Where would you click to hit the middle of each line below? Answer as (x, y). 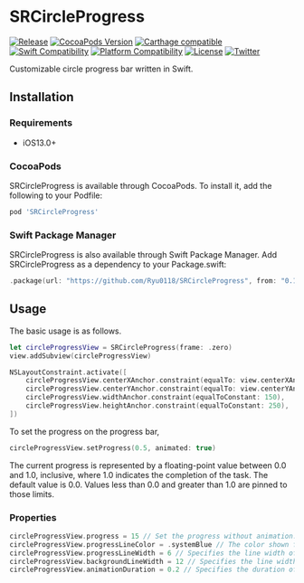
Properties (33, 517)
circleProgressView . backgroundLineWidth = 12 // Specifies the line (141, 561)
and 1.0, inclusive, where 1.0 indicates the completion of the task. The (139, 475)
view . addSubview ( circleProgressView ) (81, 356)
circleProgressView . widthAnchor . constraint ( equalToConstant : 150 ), (155, 398)
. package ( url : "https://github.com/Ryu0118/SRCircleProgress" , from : (143, 281)
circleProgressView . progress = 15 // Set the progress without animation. (153, 536)
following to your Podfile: (56, 195)
